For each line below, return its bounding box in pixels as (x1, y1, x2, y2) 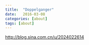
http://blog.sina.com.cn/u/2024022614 (5, 34, 84, 40)
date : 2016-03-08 (5, 12, 45, 17)
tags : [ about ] (5, 21, 35, 26)
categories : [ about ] (5, 16, 48, 21)
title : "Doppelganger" (5, 7, 54, 12)
